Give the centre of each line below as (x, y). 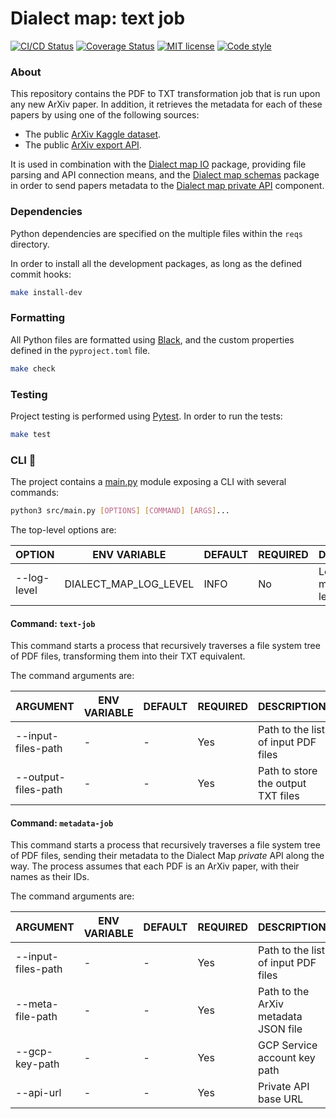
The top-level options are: (63, 529)
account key (287, 1058)
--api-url (38, 1093)
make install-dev (46, 292)
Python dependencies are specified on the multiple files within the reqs (156, 233)
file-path (36, 1017)
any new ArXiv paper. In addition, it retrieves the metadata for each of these (166, 104)
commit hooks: (41, 274)
